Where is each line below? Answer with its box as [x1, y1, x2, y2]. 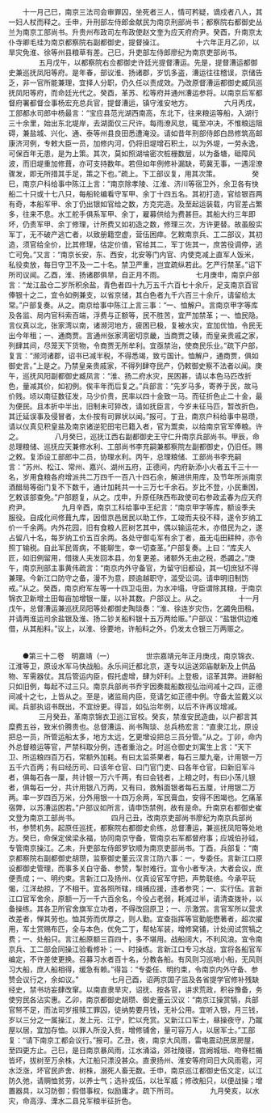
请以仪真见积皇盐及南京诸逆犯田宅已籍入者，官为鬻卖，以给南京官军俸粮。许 [8, 421, 263, 431]
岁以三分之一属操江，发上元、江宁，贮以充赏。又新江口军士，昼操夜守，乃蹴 [8, 1015, 263, 1025]
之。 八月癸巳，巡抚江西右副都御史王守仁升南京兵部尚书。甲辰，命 [8, 432, 260, 441]
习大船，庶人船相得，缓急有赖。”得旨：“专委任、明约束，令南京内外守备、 [8, 965, 252, 974]
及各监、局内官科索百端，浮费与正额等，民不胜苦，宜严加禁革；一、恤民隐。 [8, 311, 263, 320]
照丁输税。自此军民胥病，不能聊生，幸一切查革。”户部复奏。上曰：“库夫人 [8, 543, 252, 552]
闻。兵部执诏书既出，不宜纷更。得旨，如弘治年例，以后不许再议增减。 [8, 702, 242, 711]
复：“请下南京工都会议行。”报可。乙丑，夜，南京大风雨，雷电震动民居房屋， [8, 1035, 259, 1045]
